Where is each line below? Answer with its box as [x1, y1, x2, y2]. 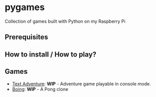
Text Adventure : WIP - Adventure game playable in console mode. [12, 80, 151, 87]
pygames [5, 2, 45, 13]
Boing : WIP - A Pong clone [12, 86, 69, 92]
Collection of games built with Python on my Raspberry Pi [5, 18, 126, 24]
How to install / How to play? [5, 50, 97, 59]
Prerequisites [5, 33, 48, 41]
